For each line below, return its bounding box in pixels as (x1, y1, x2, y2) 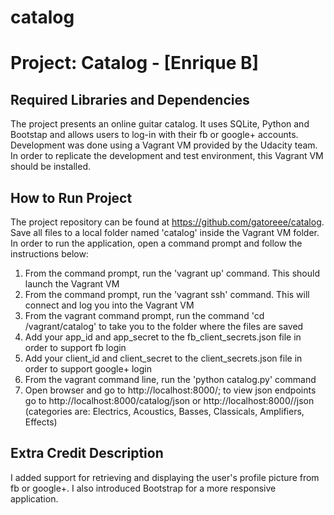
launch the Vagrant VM (24, 278, 120, 290)
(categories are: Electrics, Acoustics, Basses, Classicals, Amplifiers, (24, 406, 305, 417)
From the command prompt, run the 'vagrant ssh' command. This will (24, 289, 310, 300)
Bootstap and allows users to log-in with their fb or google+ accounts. (10, 129, 299, 141)
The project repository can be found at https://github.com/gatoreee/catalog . (10, 216, 325, 228)
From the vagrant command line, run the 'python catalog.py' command (24, 374, 317, 385)
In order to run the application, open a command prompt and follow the (10, 237, 303, 249)
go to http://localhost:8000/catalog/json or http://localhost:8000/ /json (24, 395, 315, 406)
